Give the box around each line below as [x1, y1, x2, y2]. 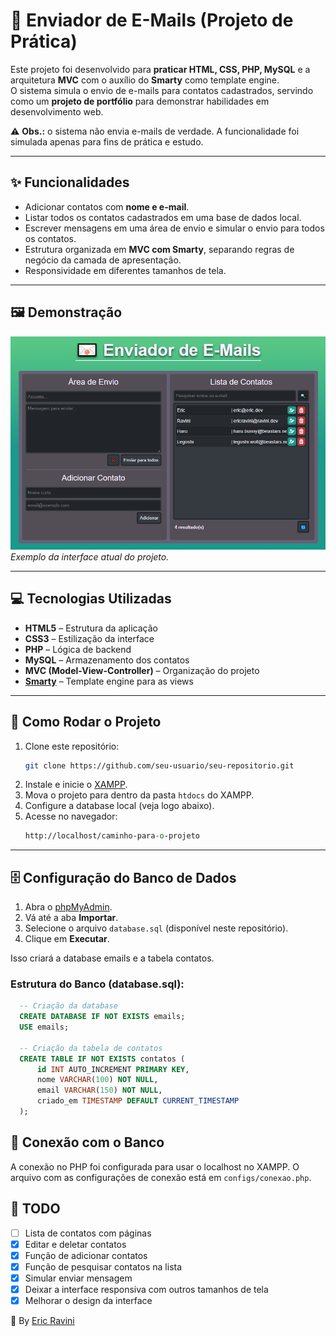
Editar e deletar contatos [24, 1238, 127, 1250]
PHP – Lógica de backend [24, 643, 132, 655]
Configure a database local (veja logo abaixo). [24, 800, 215, 812]
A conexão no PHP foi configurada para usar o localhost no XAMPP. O [10, 1160, 300, 1173]
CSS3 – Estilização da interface [24, 632, 155, 644]
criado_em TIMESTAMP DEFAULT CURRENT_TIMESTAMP [36, 1096, 240, 1106]
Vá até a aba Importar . [24, 912, 119, 924]
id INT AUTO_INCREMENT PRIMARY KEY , [36, 1064, 190, 1074]
